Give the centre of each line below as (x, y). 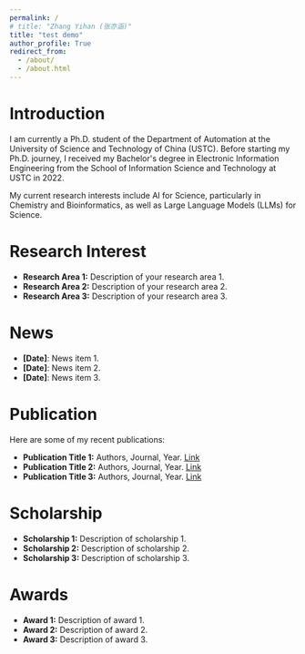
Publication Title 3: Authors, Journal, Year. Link (112, 476)
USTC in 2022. (37, 178)
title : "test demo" (46, 35)
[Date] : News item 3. (61, 377)
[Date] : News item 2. (61, 368)
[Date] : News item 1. (61, 358)
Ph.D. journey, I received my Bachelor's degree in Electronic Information (144, 158)
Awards (39, 594)
